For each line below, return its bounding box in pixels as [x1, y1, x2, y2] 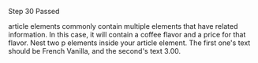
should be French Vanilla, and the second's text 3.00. [8, 47, 181, 55]
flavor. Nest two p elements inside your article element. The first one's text [8, 38, 251, 47]
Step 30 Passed [8, 7, 60, 16]
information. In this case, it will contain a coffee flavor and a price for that [8, 30, 246, 39]
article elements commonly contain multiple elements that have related [8, 22, 238, 30]
